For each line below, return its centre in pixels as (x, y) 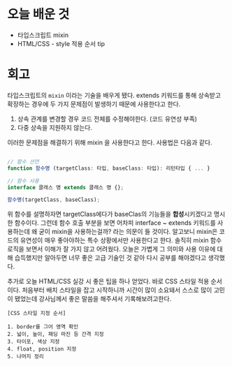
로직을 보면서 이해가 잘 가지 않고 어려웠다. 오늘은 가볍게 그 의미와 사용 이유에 (111, 249)
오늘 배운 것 (38, 14)
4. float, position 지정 (42, 349)
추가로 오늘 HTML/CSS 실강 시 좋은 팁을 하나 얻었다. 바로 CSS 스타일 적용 (108, 281)
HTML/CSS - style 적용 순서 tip (61, 43)
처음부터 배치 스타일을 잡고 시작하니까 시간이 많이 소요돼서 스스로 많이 (117, 290)
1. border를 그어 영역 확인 (43, 327)
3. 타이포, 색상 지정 (34, 342)
